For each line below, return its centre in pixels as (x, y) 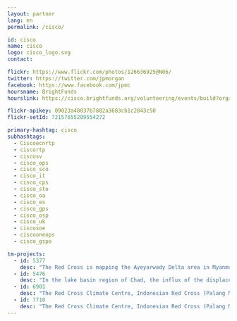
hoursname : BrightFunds (42, 92)
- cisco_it (30, 176)
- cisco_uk (30, 222)
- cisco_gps (31, 208)
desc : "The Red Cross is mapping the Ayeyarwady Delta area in (115, 267)
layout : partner (31, 14)
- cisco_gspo (33, 241)
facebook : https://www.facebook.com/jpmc (69, 85)
